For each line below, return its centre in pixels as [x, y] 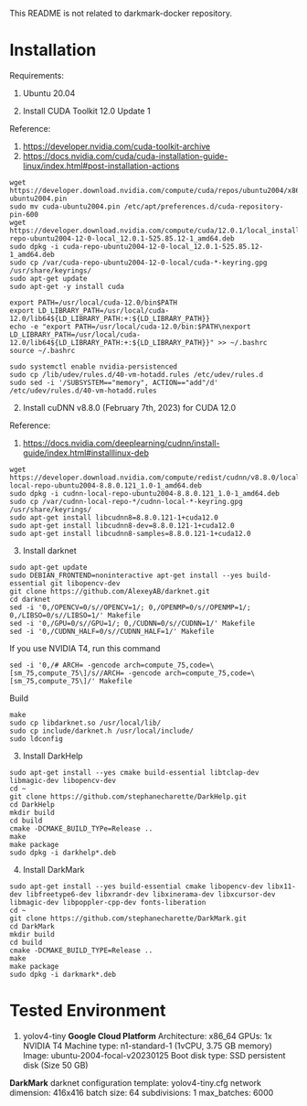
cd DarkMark [32, 926]
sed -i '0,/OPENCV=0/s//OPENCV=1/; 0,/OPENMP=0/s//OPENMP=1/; [130, 607]
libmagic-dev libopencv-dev [63, 780]
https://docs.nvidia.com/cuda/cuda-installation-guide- [125, 156]
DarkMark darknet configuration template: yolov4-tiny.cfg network [136, 1082]
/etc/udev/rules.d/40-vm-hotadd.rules [83, 391]
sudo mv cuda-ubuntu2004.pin [65, 206]
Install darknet [50, 550]
